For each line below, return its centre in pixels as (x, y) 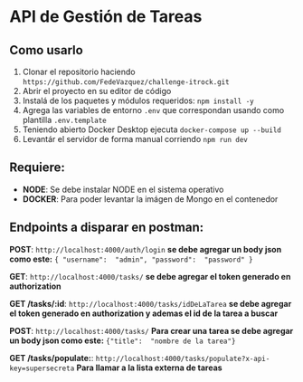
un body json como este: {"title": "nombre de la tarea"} (123, 340)
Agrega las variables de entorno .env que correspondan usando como (153, 110)
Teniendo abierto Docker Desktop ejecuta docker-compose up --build (152, 129)
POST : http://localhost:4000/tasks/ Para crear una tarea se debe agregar (151, 330)
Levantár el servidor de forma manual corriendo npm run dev (135, 139)
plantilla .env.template (64, 120)
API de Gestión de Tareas (106, 17)
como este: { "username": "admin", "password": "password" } (131, 259)
